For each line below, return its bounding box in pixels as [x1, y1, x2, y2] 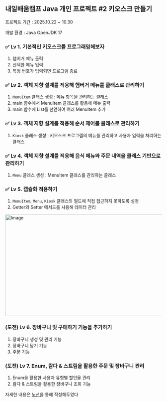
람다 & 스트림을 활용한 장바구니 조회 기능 [12, 381, 91, 387]
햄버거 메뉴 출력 [12, 55, 43, 61]
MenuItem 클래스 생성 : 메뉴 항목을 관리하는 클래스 [12, 94, 108, 100]
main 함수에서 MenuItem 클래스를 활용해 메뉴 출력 [12, 100, 111, 106]
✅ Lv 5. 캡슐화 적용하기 [5, 186, 58, 193]
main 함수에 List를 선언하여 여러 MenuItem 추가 [12, 106, 106, 112]
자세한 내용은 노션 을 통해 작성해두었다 [5, 391, 79, 398]
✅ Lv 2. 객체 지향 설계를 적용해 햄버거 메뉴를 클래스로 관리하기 [5, 82, 145, 89]
